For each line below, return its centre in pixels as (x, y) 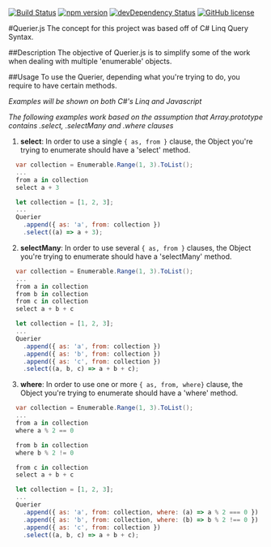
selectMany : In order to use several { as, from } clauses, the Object (135, 248)
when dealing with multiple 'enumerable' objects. (90, 61)
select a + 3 (38, 187)
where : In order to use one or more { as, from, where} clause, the (131, 385)
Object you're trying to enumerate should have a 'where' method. (129, 393)
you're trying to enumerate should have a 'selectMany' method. (126, 256)
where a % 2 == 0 (45, 430)
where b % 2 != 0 (45, 453)
